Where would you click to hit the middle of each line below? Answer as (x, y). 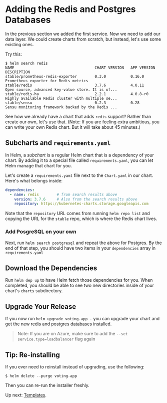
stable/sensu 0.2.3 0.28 (72, 103)
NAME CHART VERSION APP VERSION (80, 68)
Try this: (14, 54)
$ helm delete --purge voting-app (41, 376)
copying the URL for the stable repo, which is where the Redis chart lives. (81, 219)
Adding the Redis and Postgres (70, 9)
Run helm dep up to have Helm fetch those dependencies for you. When (79, 280)
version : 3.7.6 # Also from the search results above (76, 199)
